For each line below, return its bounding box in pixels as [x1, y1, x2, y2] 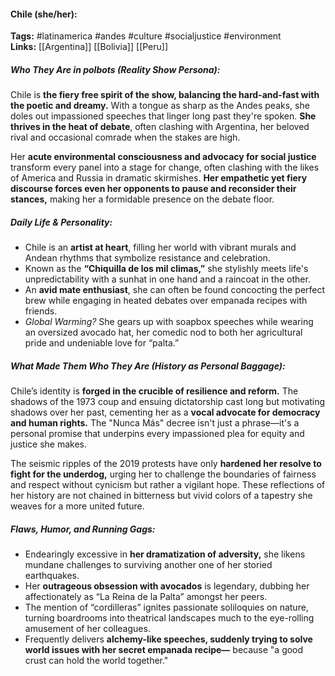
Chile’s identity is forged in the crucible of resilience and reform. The [10, 385, 299, 397]
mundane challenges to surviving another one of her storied [24, 559, 273, 571]
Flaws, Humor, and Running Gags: [10, 523, 156, 535]
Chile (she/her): [10, 8, 78, 20]
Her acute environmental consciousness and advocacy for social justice [10, 151, 317, 163]
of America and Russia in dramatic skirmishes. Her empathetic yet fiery [10, 172, 308, 184]
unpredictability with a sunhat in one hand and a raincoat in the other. [24, 273, 311, 285]
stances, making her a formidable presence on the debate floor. [10, 193, 275, 205]
